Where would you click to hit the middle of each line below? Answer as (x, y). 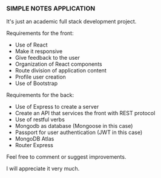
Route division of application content (61, 71)
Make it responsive (39, 51)
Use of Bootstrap (36, 83)
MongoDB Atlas (34, 139)
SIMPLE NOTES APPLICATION (51, 8)
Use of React (31, 45)
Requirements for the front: (40, 33)
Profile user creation (41, 77)
